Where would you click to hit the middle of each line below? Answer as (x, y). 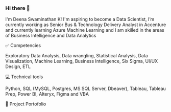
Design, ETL (18, 66)
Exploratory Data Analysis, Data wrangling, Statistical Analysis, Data (77, 56)
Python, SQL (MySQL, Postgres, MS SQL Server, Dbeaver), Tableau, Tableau (86, 88)
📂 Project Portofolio (26, 104)
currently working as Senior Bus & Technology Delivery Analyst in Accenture (86, 25)
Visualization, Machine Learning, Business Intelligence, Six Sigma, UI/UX (82, 61)
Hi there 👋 (18, 8)
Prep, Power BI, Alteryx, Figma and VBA (47, 94)
